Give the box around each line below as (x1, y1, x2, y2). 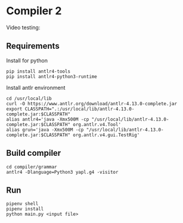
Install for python (6, 56, 48, 64)
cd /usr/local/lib (6, 95, 52, 102)
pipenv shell (6, 201, 39, 207)
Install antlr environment (6, 84, 66, 91)
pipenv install (6, 206, 44, 212)
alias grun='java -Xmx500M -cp (6, 127, 84, 133)
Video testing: (6, 24, 41, 31)
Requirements (6, 41, 60, 51)
